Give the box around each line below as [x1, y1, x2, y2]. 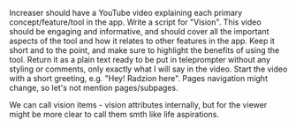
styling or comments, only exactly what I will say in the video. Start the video [9, 64, 288, 74]
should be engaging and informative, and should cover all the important [9, 26, 269, 36]
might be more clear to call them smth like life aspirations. [9, 109, 219, 119]
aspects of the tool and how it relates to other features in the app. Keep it [9, 35, 276, 46]
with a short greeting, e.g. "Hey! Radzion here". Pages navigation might [9, 73, 268, 83]
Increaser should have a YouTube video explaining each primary [9, 8, 243, 18]
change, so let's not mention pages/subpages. [9, 83, 178, 93]
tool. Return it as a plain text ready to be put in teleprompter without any [9, 55, 271, 64]
